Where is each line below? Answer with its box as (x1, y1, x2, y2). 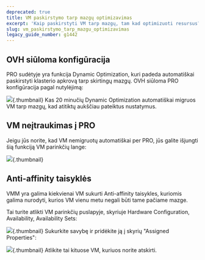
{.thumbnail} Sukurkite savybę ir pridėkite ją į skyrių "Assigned (12, 227, 170, 234)
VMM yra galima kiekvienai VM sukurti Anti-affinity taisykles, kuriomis (6, 190, 182, 197)
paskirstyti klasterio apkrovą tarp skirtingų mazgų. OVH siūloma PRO (6, 77, 179, 84)
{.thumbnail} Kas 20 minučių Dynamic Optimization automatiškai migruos (12, 96, 196, 103)
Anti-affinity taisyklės (6, 174, 92, 184)
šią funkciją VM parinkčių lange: (6, 143, 87, 150)
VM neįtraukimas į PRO (6, 121, 96, 131)
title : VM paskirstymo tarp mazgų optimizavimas (6, 15, 132, 21)
